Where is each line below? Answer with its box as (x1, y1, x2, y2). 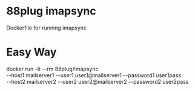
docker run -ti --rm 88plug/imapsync (6, 65, 99, 72)
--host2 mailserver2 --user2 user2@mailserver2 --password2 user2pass (6, 78, 189, 85)
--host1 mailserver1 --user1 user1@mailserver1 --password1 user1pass (6, 71, 182, 79)
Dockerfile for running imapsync (6, 24, 87, 31)
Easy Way (6, 45, 57, 59)
